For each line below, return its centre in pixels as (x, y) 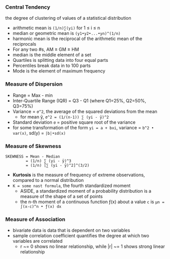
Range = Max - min (33, 95)
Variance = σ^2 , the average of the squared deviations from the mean (85, 111)
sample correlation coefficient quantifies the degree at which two (81, 236)
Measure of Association (35, 219)
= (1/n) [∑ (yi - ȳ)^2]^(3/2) (58, 165)
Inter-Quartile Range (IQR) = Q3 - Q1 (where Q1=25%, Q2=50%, (79, 100)
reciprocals (24, 44)
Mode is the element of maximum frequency (59, 71)
